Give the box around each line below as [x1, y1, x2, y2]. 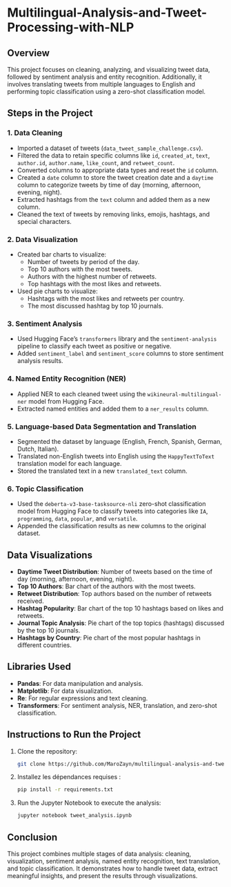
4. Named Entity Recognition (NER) [7, 374, 126, 384]
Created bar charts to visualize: [17, 250, 107, 259]
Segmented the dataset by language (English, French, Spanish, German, [17, 437, 223, 445]
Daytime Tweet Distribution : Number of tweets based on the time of [17, 567, 213, 575]
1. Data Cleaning [7, 128, 63, 138]
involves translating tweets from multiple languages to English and [7, 80, 195, 88]
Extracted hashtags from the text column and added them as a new [17, 195, 210, 203]
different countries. [17, 641, 72, 649]
